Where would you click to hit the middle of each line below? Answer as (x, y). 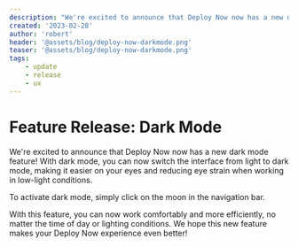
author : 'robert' (41, 34)
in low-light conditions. (51, 180)
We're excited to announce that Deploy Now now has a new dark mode (139, 151)
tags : (19, 58)
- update (41, 67)
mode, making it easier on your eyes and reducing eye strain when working (146, 170)
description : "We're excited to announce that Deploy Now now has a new (146, 17)
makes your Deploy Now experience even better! (98, 233)
